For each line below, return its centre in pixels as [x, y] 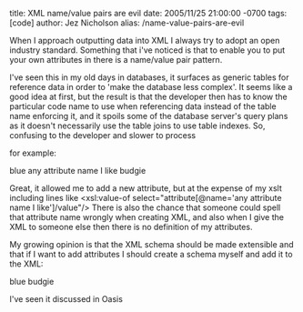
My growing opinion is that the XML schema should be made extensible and [151, 244]
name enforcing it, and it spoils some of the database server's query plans [149, 116]
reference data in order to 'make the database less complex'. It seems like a [151, 87]
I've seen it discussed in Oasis [66, 299]
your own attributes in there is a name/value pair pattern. [116, 60]
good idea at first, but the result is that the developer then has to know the [149, 96]
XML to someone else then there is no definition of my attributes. [131, 227]
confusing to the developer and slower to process [103, 135]
